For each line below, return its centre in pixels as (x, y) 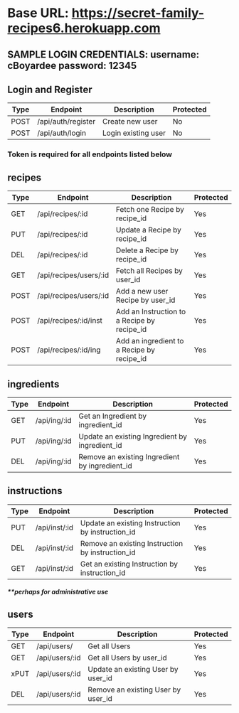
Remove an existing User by (134, 690)
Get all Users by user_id (127, 658)
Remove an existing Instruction (132, 543)
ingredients (33, 384)
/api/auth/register (66, 122)
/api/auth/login (62, 133)
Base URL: (38, 13)
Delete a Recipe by (148, 250)
